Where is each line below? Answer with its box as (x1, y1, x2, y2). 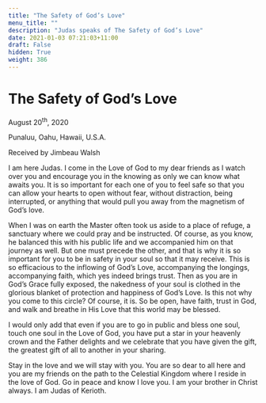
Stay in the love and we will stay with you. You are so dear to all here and (8, 361, 246, 371)
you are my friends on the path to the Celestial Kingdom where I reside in (8, 369, 247, 378)
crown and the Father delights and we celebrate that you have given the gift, (8, 337, 257, 347)
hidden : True (8, 48, 51, 56)
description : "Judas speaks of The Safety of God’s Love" (8, 26, 203, 34)
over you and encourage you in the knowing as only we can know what (8, 172, 240, 181)
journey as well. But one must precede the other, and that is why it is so (8, 246, 241, 256)
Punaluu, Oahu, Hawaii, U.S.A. (8, 132, 107, 143)
